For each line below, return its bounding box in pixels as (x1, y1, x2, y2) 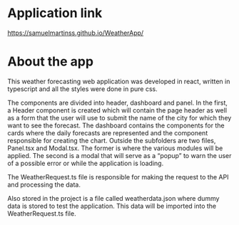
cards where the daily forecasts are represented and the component (7, 128, 208, 137)
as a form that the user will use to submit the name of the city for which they (7, 113, 232, 122)
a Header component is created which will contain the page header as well (7, 105, 227, 115)
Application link (7, 5, 103, 21)
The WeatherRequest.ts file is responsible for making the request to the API (7, 172, 229, 181)
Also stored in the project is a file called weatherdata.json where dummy (7, 194, 220, 202)
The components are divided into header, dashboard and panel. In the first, (7, 98, 228, 107)
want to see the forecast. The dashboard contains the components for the (7, 121, 225, 130)
